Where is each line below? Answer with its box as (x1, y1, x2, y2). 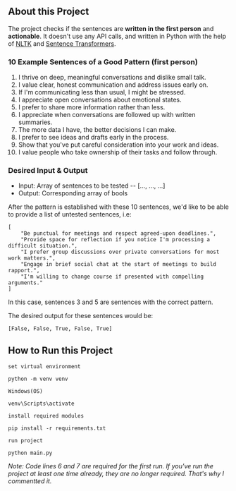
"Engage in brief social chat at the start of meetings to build (20, 261, 217, 268)
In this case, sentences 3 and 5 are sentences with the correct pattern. (8, 298, 213, 306)
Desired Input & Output (8, 166, 88, 176)
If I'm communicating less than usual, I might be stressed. (18, 88, 186, 97)
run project (8, 437, 43, 444)
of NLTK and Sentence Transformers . (8, 39, 116, 48)
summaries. (18, 118, 53, 126)
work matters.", (8, 255, 56, 262)
